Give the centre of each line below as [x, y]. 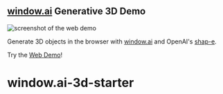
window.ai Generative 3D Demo [77, 11]
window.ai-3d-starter [71, 83]
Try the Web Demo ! [35, 55]
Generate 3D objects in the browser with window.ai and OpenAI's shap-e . [112, 41]
